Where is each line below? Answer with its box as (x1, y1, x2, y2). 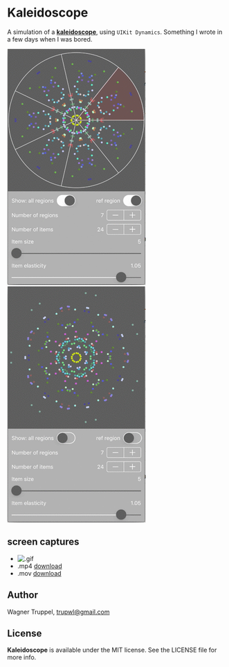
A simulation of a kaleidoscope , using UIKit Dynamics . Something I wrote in (7, 28, 223, 36)
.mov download (17, 569, 62, 577)
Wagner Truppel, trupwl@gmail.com (7, 607, 110, 616)
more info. (7, 653, 37, 661)
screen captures (7, 536, 80, 548)
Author (7, 590, 38, 601)
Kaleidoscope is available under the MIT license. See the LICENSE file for (7, 646, 217, 655)
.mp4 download (17, 562, 62, 570)
